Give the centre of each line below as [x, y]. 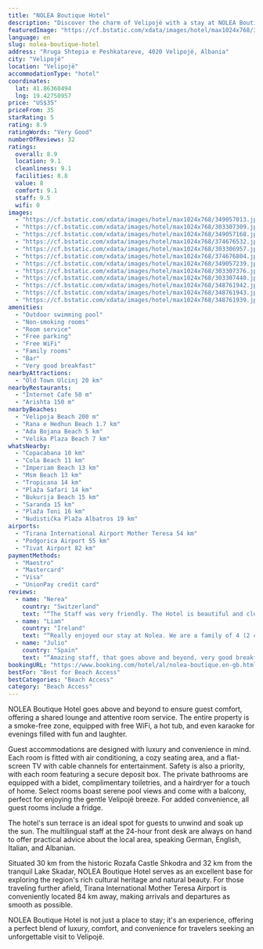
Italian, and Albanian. [42, 848]
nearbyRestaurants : [40, 388]
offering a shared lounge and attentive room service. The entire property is [129, 717]
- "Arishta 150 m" [45, 402]
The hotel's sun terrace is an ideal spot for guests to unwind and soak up [126, 823]
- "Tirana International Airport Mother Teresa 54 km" [106, 534]
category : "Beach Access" [50, 687]
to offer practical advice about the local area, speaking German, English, [124, 840]
